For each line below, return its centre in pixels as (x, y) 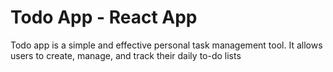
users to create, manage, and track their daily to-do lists (126, 55)
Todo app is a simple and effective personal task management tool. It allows (166, 45)
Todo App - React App (104, 17)
